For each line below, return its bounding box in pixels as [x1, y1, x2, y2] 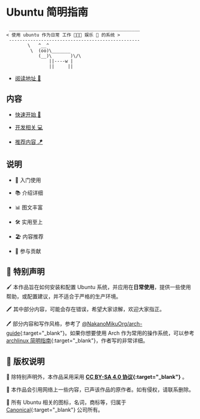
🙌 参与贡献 [14, 247, 41, 254]
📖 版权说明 [6, 356, 45, 366]
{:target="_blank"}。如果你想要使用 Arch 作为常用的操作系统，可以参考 [20, 330, 195, 337]
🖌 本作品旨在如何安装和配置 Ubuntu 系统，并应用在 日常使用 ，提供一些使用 [6, 284, 191, 291]
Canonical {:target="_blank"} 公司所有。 [6, 406, 103, 414]
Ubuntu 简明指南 [6, 5, 88, 19]
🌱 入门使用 [14, 176, 41, 183]
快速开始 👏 [14, 111, 41, 118]
